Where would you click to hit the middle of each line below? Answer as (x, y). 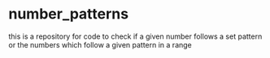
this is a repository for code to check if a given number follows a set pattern (135, 36)
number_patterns (68, 14)
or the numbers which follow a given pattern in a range (100, 44)
